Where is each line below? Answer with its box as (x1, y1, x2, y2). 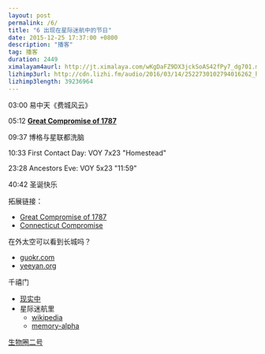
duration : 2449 (8, 56, 58, 64)
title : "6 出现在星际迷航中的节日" (8, 26, 112, 34)
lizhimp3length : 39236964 (8, 77, 93, 85)
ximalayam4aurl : (8, 63, 62, 71)
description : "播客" (8, 41, 73, 49)
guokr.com (19, 252, 55, 262)
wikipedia (31, 312, 63, 322)
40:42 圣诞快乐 (8, 179, 58, 189)
